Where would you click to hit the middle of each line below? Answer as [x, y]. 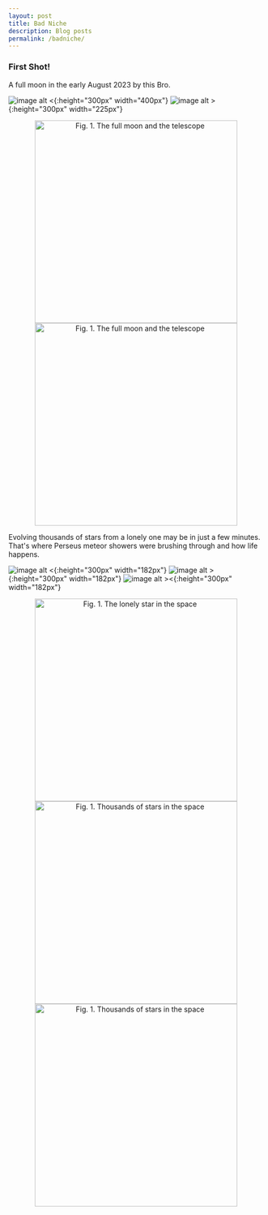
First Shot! [30, 67]
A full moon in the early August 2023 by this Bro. [90, 84]
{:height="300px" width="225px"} [66, 109]
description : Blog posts [50, 31]
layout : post [30, 16]
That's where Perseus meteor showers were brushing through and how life [133, 545]
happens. [24, 554]
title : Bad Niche [38, 24]
